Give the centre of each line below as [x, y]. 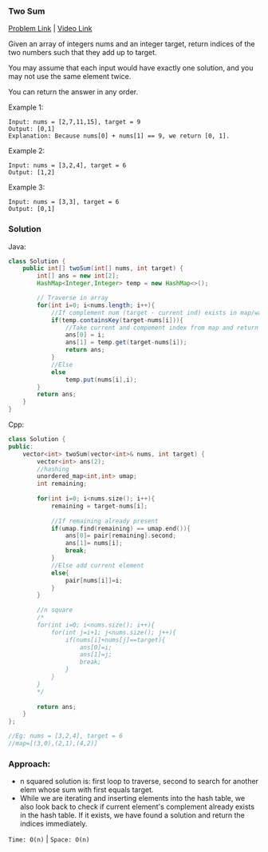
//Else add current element [98, 565]
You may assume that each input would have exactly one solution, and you [131, 68]
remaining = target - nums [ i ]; [99, 506]
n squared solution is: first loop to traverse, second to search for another [139, 782]
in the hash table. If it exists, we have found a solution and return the [132, 815]
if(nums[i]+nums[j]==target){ [115, 640]
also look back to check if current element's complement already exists [137, 807]
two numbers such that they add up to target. [83, 53]
